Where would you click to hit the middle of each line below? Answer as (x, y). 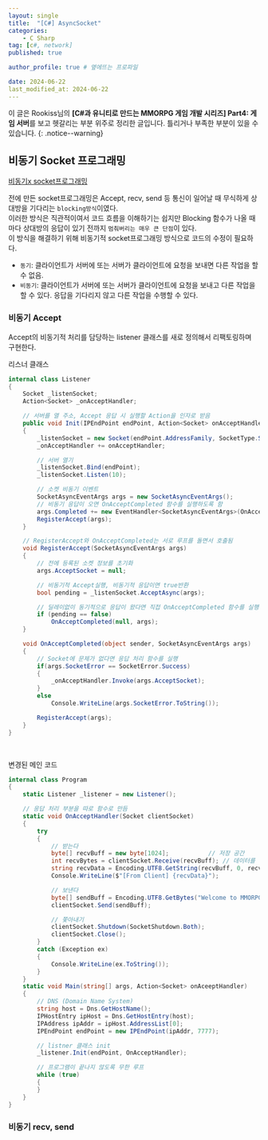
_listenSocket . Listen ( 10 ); (82, 475)
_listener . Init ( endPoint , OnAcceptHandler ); (112, 1053)
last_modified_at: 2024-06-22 (59, 89)
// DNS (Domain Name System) (85, 1002)
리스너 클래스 (29, 364)
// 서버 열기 (55, 460)
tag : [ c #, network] (41, 46)
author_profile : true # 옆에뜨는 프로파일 (73, 68)
